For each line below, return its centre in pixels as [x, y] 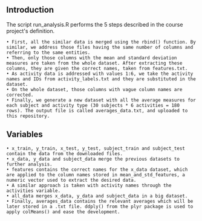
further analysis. [29, 164]
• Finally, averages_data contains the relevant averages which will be [100, 201]
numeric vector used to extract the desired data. [71, 180]
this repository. [28, 116]
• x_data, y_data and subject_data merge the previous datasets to [93, 159]
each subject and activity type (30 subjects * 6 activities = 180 [93, 105]
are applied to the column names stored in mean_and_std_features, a [96, 175]
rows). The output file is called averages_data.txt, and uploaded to [97, 110]
